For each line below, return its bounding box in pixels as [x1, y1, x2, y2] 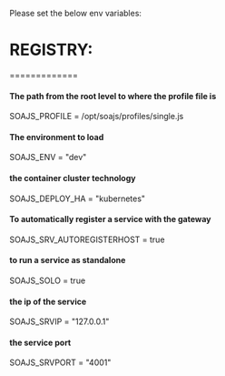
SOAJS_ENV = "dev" [9, 152, 87, 163]
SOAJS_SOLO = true [9, 275, 86, 286]
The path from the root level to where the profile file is [9, 90, 217, 101]
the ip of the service [9, 296, 87, 307]
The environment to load [9, 131, 104, 142]
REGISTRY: [9, 40, 93, 60]
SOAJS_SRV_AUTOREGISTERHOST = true [9, 234, 165, 245]
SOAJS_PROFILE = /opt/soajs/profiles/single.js [9, 111, 184, 122]
